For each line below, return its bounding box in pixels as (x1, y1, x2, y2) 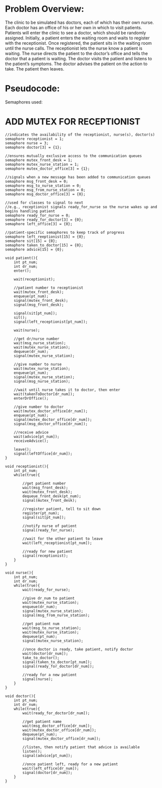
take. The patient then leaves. (5, 66, 65, 71)
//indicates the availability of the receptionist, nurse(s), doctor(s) (5, 132, 155, 137)
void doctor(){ (5, 694, 36, 699)
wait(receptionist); (14, 277, 55, 281)
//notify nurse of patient (22, 524, 77, 528)
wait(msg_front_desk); (22, 485, 68, 490)
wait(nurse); (14, 328, 40, 333)
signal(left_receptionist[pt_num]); (14, 319, 88, 324)
